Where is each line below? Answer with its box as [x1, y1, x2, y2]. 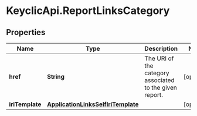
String [46, 73, 65, 80]
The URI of [144, 54, 174, 62]
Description [144, 45, 178, 52]
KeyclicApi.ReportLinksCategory [6, 4, 170, 17]
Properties [6, 27, 46, 37]
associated [144, 76, 175, 84]
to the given [144, 83, 178, 92]
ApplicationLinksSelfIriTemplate [46, 100, 139, 108]
